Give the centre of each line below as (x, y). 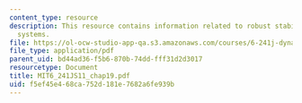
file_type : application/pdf (62, 51)
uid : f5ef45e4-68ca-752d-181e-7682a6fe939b (92, 84)
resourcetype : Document (54, 68)
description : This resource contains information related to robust (140, 26)
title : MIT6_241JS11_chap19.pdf (70, 76)
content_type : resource (54, 17)
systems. (34, 34)
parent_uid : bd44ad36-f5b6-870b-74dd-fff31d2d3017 (106, 59)
